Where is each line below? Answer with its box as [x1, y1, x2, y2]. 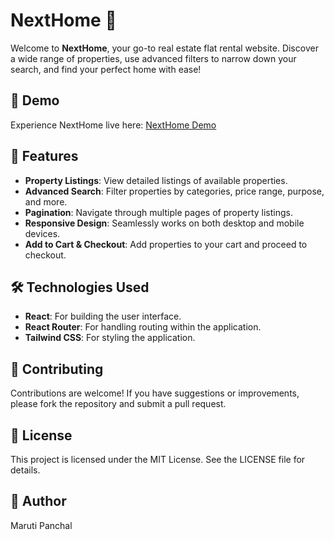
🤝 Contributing [10, 360, 104, 378]
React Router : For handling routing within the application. [24, 321, 262, 333]
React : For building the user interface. [24, 310, 182, 323]
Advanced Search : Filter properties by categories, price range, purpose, [24, 185, 325, 197]
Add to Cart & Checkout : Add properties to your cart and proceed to [24, 238, 308, 250]
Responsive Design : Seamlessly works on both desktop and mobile [24, 217, 305, 229]
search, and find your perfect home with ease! [10, 63, 202, 75]
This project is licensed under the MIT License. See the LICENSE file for [10, 454, 306, 465]
